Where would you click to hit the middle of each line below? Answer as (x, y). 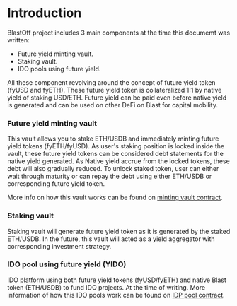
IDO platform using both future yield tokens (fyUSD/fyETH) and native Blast (117, 280)
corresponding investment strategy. (59, 246)
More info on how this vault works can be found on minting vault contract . (115, 198)
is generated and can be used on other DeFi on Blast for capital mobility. (112, 105)
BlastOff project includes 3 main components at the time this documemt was (119, 33)
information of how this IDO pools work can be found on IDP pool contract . (116, 295)
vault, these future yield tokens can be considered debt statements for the (116, 154)
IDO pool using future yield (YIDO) (67, 264)
